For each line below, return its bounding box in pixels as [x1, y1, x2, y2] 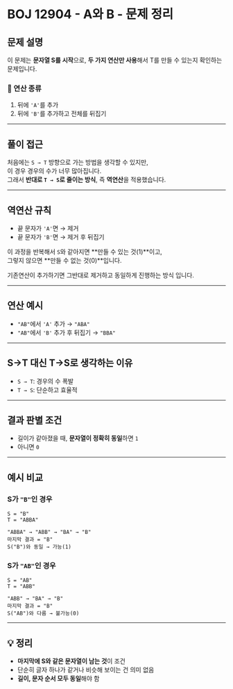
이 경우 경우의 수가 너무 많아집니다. [7, 167, 102, 175]
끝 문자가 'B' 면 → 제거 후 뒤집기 [17, 232, 105, 241]
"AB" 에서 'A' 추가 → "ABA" [17, 319, 90, 327]
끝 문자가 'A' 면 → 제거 [17, 224, 79, 232]
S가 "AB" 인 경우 [7, 560, 57, 570]
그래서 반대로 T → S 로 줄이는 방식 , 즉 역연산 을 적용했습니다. [7, 175, 166, 184]
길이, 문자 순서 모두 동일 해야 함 [17, 674, 100, 683]
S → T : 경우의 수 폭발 [17, 377, 74, 385]
